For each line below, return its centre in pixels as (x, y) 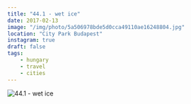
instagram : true (31, 40)
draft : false (27, 47)
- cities (33, 73)
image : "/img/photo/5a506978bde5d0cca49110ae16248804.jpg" (96, 27)
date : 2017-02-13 (33, 21)
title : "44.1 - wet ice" (44, 14)
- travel (33, 67)
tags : (15, 54)
